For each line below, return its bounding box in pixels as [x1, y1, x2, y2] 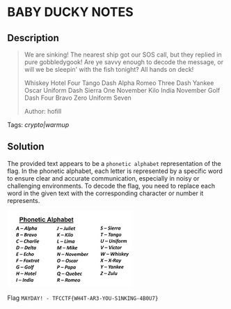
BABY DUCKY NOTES [7, 4, 134, 20]
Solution [7, 141, 45, 153]
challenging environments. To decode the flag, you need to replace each [7, 181, 216, 190]
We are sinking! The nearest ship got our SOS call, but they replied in [24, 50, 222, 59]
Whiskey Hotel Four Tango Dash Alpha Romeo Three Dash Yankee [24, 79, 214, 87]
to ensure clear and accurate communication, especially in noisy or [7, 174, 200, 182]
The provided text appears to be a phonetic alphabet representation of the [7, 159, 221, 167]
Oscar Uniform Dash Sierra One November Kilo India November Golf [24, 86, 221, 94]
